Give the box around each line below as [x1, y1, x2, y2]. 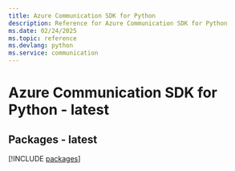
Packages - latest [8, 132, 98, 146]
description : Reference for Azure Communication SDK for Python [8, 19, 228, 27]
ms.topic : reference [8, 34, 78, 43]
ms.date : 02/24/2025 [8, 26, 78, 35]
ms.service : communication [8, 49, 99, 57]
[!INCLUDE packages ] [8, 154, 81, 163]
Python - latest [8, 101, 110, 119]
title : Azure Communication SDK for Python [8, 11, 156, 20]
